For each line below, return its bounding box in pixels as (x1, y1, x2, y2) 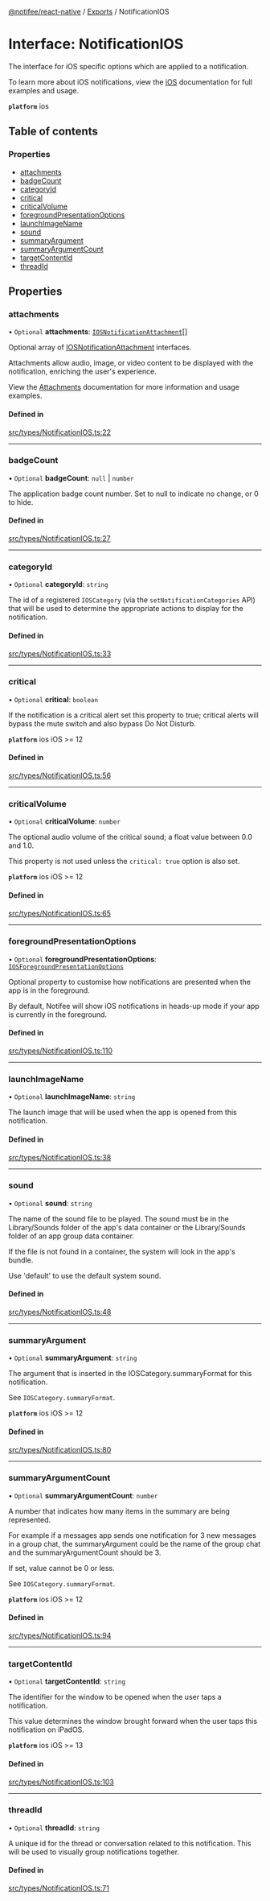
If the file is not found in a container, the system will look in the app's (8, 1246, 235, 1256)
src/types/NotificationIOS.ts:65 (8, 908, 111, 918)
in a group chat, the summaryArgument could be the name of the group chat (8, 1539, 261, 1548)
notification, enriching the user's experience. (8, 366, 157, 377)
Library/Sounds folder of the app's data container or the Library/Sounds (8, 1222, 246, 1232)
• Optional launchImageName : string (8, 1092, 136, 1101)
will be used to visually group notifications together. (8, 1847, 179, 1857)
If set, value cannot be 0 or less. (8, 1563, 115, 1572)
